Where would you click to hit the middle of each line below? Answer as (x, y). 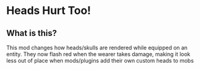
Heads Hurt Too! (49, 11)
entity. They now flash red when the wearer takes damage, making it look (98, 54)
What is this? (32, 33)
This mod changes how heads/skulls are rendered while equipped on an (97, 47)
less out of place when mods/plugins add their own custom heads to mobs (100, 61)
